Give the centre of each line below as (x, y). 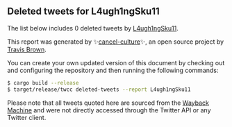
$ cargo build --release (43, 83)
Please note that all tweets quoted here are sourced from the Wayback (108, 103)
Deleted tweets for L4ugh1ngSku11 (83, 11)
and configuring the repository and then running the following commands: (113, 70)
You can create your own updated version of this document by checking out (116, 62)
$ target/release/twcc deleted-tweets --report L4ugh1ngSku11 (99, 90)
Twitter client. (27, 117)
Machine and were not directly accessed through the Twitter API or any (109, 110)
